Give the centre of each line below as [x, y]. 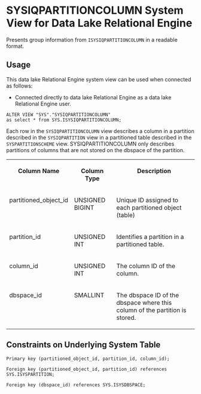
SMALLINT [89, 295]
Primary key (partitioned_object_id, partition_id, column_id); [88, 359]
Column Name [39, 171]
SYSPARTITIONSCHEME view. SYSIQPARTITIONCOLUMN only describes [90, 144]
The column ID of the [146, 266]
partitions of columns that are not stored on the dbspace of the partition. [95, 150]
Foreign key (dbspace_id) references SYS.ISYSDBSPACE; [76, 385]
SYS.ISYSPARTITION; [31, 374]
